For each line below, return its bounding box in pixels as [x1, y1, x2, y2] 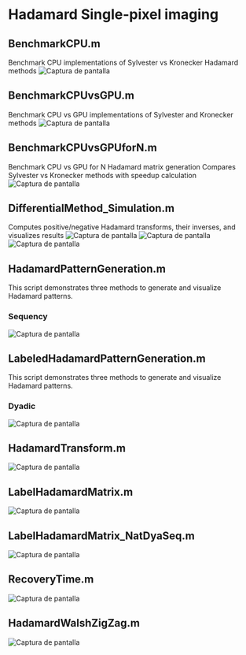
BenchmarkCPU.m [8, 37, 101, 50]
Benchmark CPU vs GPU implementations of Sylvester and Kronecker [8, 110, 234, 119]
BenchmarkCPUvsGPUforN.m [8, 141, 157, 154]
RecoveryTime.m [8, 573, 94, 586]
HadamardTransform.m [8, 441, 126, 455]
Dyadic [8, 400, 36, 411]
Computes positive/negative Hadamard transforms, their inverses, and [8, 222, 236, 232]
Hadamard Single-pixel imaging [8, 6, 218, 24]
